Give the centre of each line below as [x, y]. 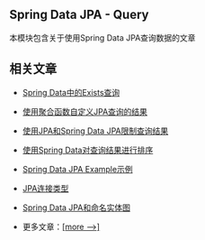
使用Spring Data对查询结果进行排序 [88, 150]
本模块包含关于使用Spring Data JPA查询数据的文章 [102, 37]
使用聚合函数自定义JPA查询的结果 [85, 111]
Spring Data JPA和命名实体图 [76, 208]
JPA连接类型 [45, 188]
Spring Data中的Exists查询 [71, 92]
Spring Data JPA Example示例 [77, 169]
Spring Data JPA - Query [79, 15]
